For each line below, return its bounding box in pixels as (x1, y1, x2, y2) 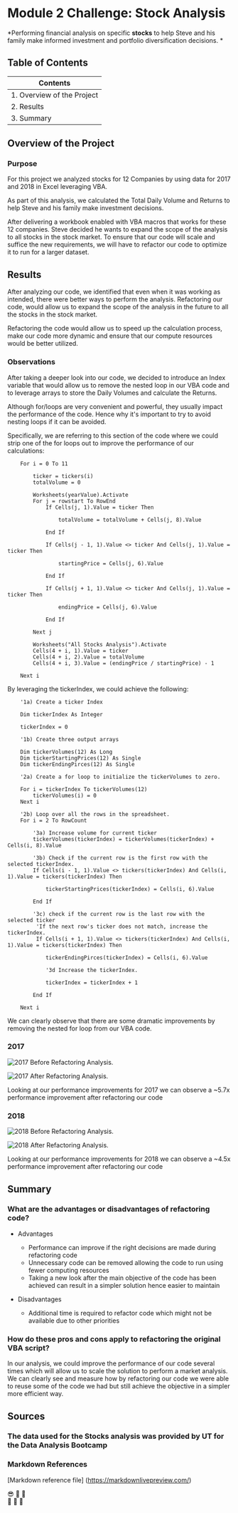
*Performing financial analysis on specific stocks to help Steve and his (7, 29, 215, 37)
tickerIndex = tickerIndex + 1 (45, 978, 139, 986)
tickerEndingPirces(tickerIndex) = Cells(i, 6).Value (45, 954, 208, 961)
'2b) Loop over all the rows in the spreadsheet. (20, 810, 171, 817)
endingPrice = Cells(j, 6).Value (58, 604, 158, 611)
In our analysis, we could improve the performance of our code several (7, 1359, 215, 1368)
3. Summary (11, 113, 52, 123)
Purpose (7, 159, 38, 169)
